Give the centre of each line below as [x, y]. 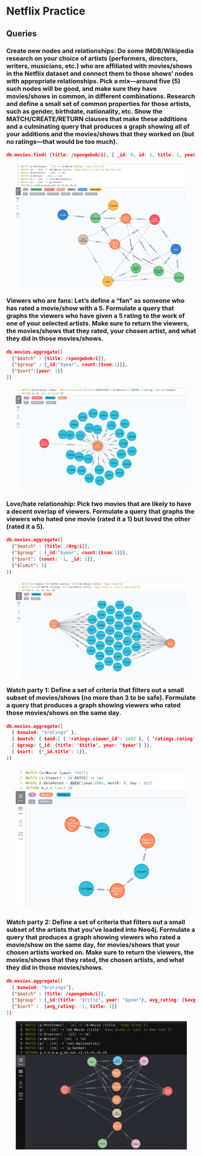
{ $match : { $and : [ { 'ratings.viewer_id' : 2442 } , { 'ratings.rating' [104, 739]
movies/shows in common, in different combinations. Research [101, 96]
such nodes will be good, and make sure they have [82, 88]
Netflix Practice [46, 11]
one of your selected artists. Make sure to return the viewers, [98, 323]
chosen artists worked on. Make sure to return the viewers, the [100, 953]
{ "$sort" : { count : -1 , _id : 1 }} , [54, 559]
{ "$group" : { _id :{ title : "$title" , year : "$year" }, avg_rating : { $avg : [105, 1000]
